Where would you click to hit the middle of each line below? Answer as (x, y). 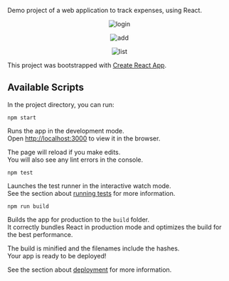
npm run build (28, 206)
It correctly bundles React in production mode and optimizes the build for (114, 227)
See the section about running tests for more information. (91, 193)
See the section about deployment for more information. (90, 270)
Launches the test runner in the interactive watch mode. (90, 186)
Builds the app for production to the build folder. (79, 219)
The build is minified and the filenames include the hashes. (94, 248)
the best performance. (40, 234)
